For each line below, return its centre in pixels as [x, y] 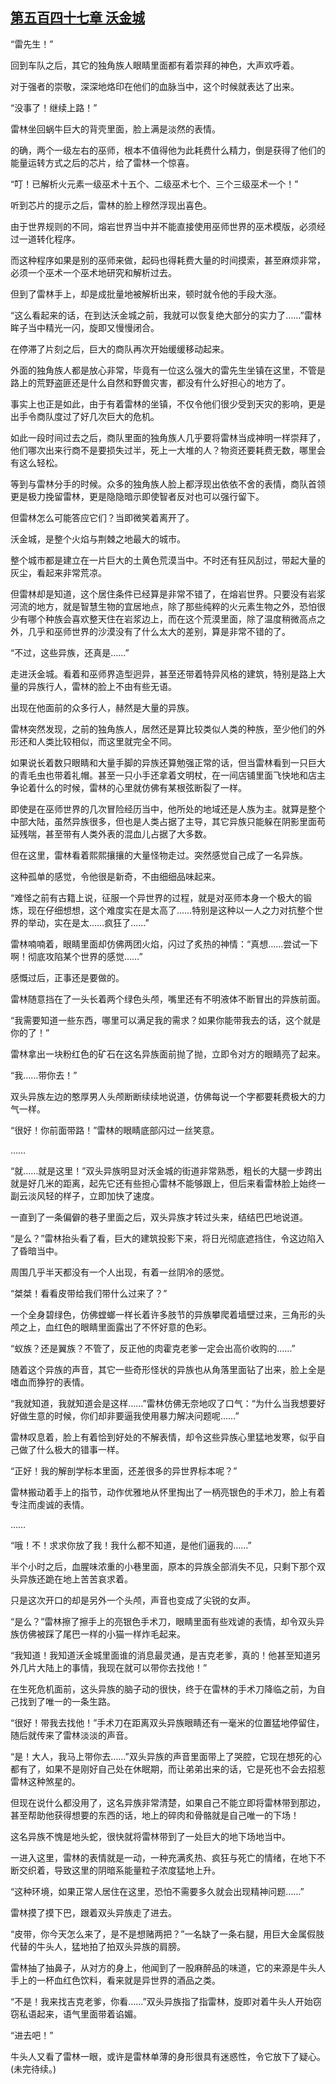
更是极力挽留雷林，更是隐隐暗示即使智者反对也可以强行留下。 [137, 496]
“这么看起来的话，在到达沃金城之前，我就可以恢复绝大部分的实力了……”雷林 [166, 315]
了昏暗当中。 [36, 1250]
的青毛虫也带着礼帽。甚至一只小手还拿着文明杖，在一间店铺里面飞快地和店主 [168, 775]
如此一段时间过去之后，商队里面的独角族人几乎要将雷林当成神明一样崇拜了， [168, 437]
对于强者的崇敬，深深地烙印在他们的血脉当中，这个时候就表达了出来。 [155, 86]
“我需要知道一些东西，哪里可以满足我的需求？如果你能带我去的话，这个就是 [166, 1020]
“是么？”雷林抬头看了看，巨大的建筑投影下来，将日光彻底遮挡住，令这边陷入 [167, 1238]
